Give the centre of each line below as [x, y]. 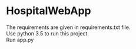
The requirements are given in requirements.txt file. [68, 27]
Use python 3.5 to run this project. [48, 33]
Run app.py [20, 40]
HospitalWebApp [49, 11]
